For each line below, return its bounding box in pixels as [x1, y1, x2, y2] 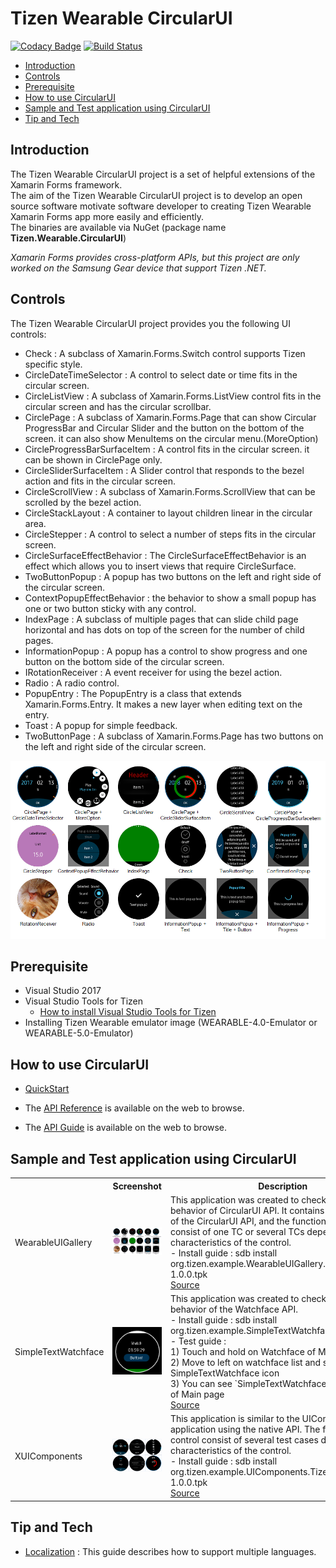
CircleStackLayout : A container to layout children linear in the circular [24, 507, 313, 519]
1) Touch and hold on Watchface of [169, 1346, 317, 1358]
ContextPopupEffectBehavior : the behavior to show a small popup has [24, 592, 317, 604]
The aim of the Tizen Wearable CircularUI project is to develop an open [10, 189, 303, 201]
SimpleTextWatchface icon [169, 1367, 280, 1379]
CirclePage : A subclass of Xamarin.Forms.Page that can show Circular [24, 411, 317, 423]
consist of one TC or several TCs [169, 1225, 305, 1237]
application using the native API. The [169, 1423, 321, 1436]
